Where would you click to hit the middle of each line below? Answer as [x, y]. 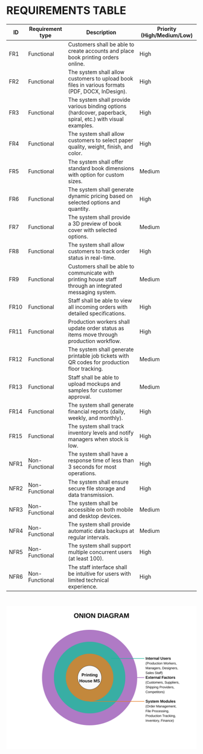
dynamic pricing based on [100, 196]
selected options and [94, 202]
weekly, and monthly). [95, 418]
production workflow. [95, 341]
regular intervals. [89, 538]
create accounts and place [101, 51]
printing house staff [92, 279]
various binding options [97, 106]
